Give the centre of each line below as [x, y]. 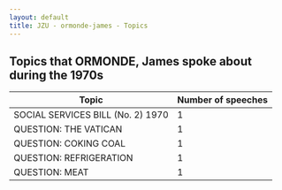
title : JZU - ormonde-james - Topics [79, 26]
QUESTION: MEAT [51, 172]
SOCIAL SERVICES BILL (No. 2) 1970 [91, 115]
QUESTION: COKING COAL [70, 144]
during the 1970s [57, 75]
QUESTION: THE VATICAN [68, 129]
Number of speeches [222, 100]
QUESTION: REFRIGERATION [73, 158]
